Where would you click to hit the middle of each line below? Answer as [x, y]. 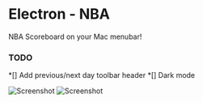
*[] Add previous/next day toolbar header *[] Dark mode [102, 75]
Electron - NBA [59, 14]
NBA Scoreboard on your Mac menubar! [75, 36]
